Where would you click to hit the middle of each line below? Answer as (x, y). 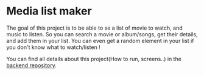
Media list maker (49, 11)
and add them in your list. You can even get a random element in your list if (100, 41)
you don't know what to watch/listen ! (53, 47)
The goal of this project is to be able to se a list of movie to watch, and (94, 28)
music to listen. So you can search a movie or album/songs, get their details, (102, 34)
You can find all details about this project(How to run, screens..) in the (94, 59)
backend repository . (31, 65)
